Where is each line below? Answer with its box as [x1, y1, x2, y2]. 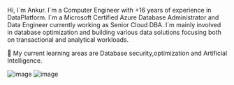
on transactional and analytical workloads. [7, 36, 129, 44]
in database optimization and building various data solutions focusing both [7, 28, 221, 36]
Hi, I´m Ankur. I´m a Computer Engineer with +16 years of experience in [7, 6, 212, 14]
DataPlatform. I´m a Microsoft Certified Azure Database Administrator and [7, 13, 219, 22]
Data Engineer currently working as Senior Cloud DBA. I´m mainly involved [7, 21, 221, 29]
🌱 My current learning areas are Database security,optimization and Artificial [7, 49, 228, 57]
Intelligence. [7, 56, 43, 65]
